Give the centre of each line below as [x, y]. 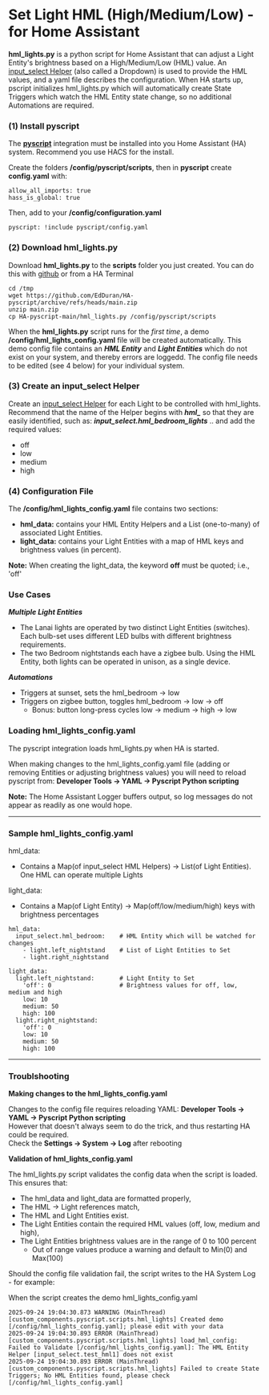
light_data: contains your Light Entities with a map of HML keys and [132, 541]
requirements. [43, 645]
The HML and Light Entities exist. [74, 1216]
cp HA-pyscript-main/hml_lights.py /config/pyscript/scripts [112, 316]
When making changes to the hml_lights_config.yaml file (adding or [119, 763]
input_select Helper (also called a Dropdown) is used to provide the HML [128, 71]
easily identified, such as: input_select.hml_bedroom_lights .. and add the [132, 421]
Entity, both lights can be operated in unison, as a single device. [125, 662]
